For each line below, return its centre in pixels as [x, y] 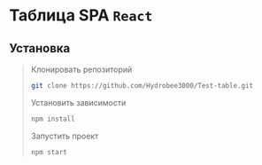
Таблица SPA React [81, 16]
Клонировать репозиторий [81, 69]
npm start [49, 152]
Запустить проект [65, 136]
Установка [40, 48]
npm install [53, 119]
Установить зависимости [78, 102]
